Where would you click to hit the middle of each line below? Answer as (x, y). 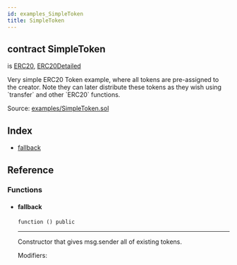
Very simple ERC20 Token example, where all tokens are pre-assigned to (113, 80)
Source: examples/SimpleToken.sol (58, 108)
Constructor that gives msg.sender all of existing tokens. (99, 242)
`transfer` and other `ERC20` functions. (64, 95)
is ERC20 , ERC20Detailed (44, 66)
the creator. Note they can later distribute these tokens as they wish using (115, 87)
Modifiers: (32, 255)
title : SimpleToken (36, 20)
